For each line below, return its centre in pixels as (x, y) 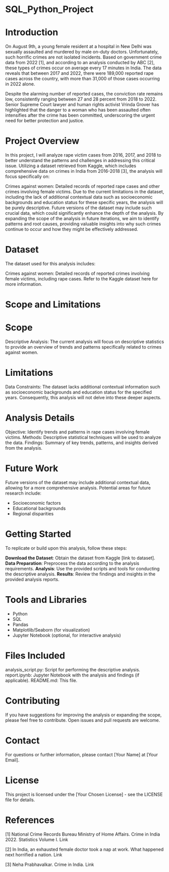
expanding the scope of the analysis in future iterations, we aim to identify (82, 219)
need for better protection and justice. (45, 121)
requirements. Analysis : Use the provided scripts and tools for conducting (82, 568)
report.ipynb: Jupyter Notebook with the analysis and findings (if (72, 675)
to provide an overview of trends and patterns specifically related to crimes (83, 347)
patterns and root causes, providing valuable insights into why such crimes (83, 224)
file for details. (20, 800)
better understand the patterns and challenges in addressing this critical (80, 161)
